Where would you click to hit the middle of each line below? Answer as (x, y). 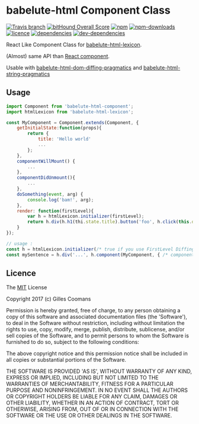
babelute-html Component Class (88, 10)
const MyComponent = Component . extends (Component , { (73, 122)
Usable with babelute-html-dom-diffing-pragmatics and (74, 67)
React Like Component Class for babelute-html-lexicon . (74, 45)
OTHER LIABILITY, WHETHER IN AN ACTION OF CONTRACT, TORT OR (92, 403)
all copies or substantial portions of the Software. (66, 360)
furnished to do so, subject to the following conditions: (73, 342)
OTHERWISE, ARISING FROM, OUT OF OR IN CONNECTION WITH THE (92, 409)
